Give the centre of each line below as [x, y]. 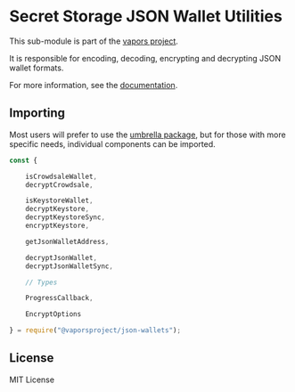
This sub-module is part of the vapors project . [94, 41]
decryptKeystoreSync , [65, 217]
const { [24, 160]
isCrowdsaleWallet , [61, 176]
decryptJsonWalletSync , [70, 266]
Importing [37, 113]
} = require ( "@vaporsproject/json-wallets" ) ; [95, 331]
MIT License [32, 380]
